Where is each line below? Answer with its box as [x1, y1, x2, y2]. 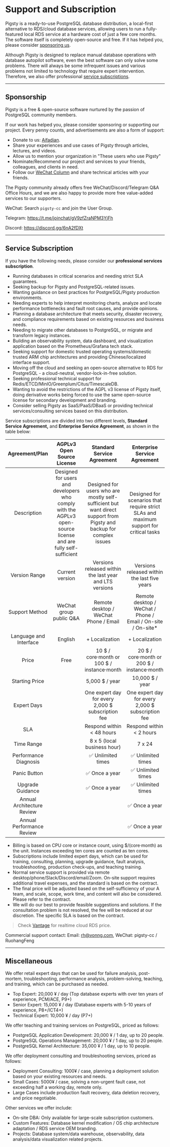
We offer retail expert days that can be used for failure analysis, [5, 970, 138, 976]
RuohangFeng [5, 937, 34, 943]
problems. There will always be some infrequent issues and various [5, 62, 146, 69]
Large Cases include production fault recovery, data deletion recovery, [12, 1090, 160, 1096]
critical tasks [130, 528, 160, 535]
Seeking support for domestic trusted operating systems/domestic [12, 348, 152, 354]
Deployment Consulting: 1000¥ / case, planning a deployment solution [12, 1068, 159, 1074]
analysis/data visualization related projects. [12, 1136, 103, 1142]
